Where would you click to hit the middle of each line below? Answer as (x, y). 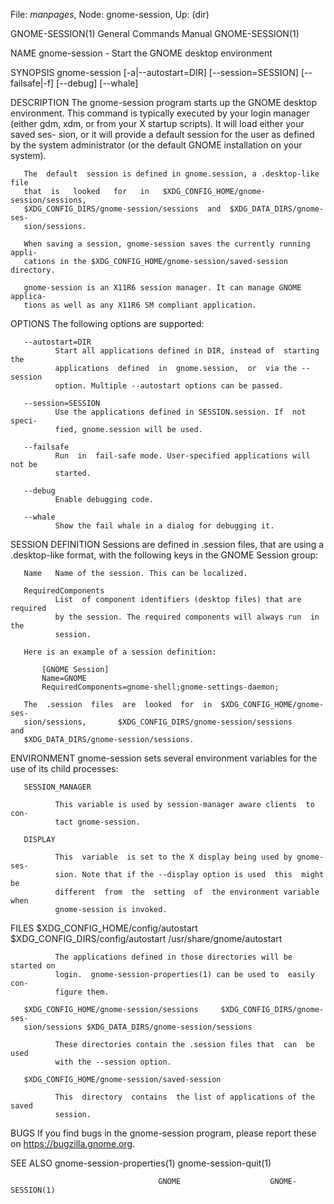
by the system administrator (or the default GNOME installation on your (156, 145)
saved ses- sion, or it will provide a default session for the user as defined (162, 134)
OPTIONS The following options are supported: (107, 323)
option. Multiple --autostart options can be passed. (169, 386)
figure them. (82, 992)
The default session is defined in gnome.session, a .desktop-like (171, 174)
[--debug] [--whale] (97, 83)
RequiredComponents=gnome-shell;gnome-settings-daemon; (160, 687)
